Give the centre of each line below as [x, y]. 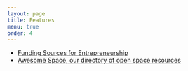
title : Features [31, 20]
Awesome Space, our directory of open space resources [99, 61]
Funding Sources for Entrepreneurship [73, 53]
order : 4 [20, 33]
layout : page [26, 14]
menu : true [23, 26]
